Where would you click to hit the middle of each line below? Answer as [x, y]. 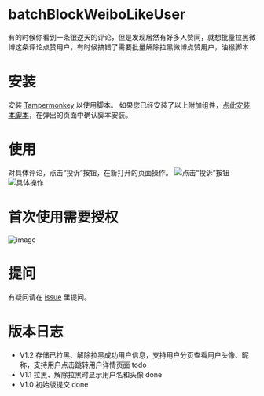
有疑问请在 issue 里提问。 [50, 297]
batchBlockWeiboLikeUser [97, 15]
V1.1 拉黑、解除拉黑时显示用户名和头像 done [91, 374]
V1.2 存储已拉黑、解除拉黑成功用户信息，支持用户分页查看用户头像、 [130, 354]
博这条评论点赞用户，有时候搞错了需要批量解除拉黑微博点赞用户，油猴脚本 [128, 47]
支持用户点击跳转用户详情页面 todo [90, 365]
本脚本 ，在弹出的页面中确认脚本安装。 [70, 115]
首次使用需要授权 [64, 217]
